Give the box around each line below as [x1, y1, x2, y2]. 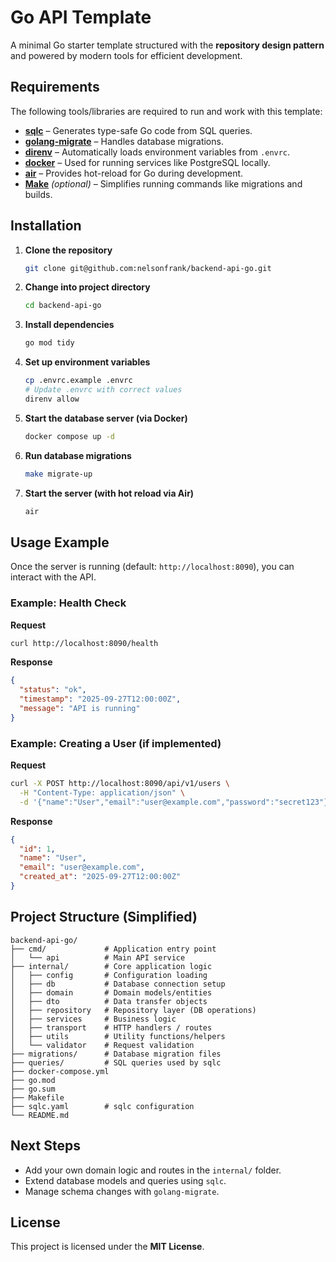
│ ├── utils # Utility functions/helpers [10, 1031, 226, 1041]
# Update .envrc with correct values [24, 385, 183, 395]
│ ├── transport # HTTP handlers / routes [10, 1022, 213, 1033]
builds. [24, 188, 53, 200]
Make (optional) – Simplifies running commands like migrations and [24, 177, 303, 190]
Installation [10, 217, 82, 235]
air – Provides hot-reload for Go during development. [24, 167, 244, 179]
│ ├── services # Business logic [10, 1014, 177, 1024]
